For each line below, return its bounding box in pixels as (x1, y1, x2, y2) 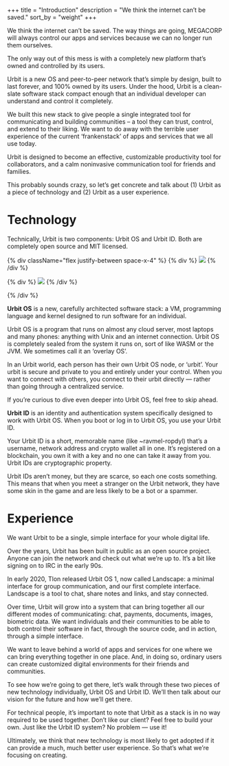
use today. (7, 140, 37, 147)
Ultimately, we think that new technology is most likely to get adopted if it (7, 736, 215, 745)
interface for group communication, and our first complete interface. (7, 582, 201, 590)
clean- (204, 83, 222, 90)
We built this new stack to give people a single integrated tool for (7, 110, 191, 118)
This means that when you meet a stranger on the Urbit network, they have (7, 479, 220, 488)
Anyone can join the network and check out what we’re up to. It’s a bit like (7, 554, 216, 562)
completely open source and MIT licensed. (7, 242, 129, 250)
